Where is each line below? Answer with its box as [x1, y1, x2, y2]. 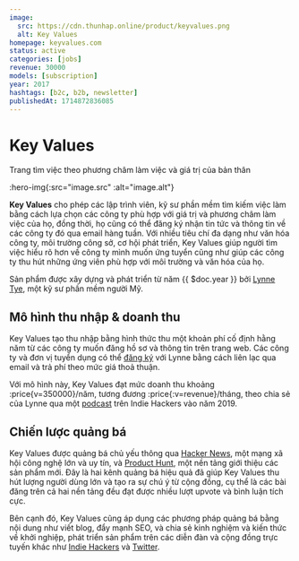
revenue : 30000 [9, 64, 66, 73]
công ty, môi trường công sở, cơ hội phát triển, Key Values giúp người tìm [9, 237, 278, 248]
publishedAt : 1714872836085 [9, 96, 115, 106]
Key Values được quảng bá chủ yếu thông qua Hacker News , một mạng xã [9, 447, 284, 458]
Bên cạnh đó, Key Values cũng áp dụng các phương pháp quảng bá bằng [9, 513, 279, 523]
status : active [9, 47, 66, 56]
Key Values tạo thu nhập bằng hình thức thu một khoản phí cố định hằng [9, 333, 276, 344]
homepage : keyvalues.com [9, 38, 102, 47]
